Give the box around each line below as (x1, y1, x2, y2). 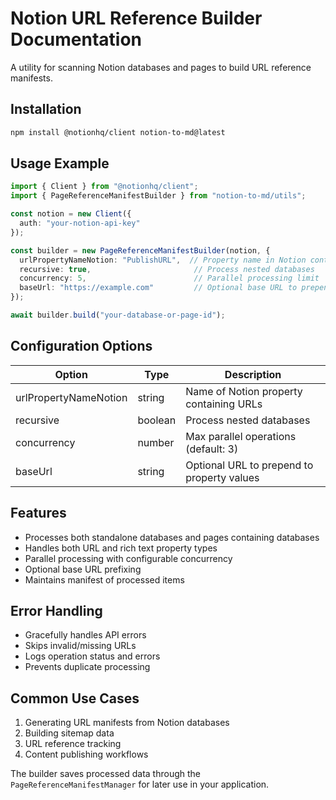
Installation (10, 101, 82, 118)
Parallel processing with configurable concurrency (24, 552, 233, 564)
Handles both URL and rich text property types (24, 542, 218, 554)
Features (10, 505, 67, 522)
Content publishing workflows (24, 748, 149, 761)
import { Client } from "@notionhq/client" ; (10, 182, 199, 192)
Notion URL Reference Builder (10, 7, 263, 30)
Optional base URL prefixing (24, 563, 142, 575)
